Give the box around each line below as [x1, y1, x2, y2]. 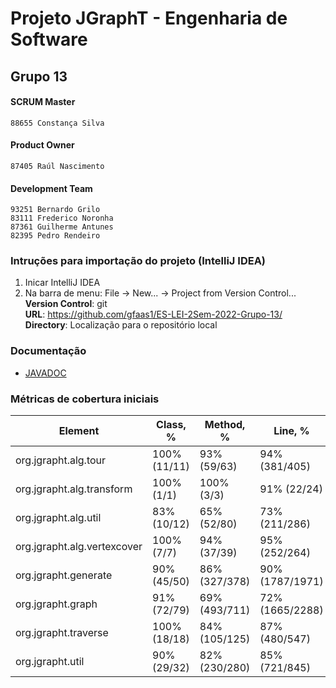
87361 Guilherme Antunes [10, 222, 114, 232]
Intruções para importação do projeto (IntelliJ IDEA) [10, 254, 267, 268]
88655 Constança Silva [10, 118, 105, 128]
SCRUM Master [10, 96, 76, 108]
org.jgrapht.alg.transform [15, 482, 133, 496]
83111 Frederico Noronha [10, 213, 114, 224]
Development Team [10, 182, 93, 194]
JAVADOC [24, 367, 67, 379]
